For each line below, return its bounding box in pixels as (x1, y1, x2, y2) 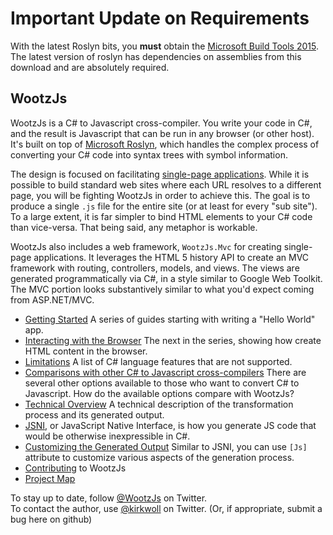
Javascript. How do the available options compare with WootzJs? (24, 387, 295, 399)
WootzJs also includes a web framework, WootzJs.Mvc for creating (10, 240, 282, 252)
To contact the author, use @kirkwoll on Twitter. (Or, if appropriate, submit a (10, 502, 323, 514)
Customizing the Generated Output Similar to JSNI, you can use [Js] (24, 440, 308, 452)
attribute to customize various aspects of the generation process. (24, 451, 295, 463)
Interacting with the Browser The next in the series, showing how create (24, 334, 322, 346)
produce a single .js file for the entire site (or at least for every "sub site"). (10, 200, 318, 212)
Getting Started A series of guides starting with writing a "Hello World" (24, 313, 316, 325)
